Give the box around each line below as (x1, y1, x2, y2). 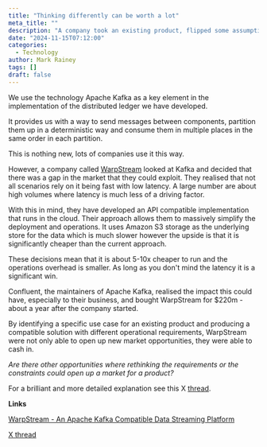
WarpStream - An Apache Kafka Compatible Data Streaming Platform (8, 414, 235, 424)
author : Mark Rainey (8, 56, 77, 64)
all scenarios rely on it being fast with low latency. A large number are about (8, 181, 257, 191)
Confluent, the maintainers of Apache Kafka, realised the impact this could (8, 286, 253, 296)
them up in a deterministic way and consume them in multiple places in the (8, 125, 253, 134)
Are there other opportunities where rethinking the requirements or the (8, 360, 239, 369)
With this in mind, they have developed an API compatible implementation (8, 204, 250, 215)
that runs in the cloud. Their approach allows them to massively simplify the (8, 213, 256, 223)
